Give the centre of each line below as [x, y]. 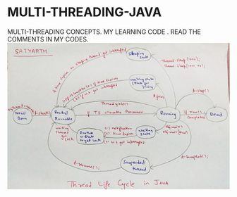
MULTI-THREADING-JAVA [85, 12]
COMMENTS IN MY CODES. [48, 39]
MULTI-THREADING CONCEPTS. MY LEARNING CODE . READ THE [104, 32]
